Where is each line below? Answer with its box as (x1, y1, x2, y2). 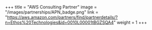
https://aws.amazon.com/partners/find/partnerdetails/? (7, 15, 118, 20)
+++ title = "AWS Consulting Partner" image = (5, 4, 97, 10)
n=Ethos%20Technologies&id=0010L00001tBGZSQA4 (5, 19, 114, 25)
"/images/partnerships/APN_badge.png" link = (5, 9, 99, 15)
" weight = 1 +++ (114, 19, 147, 25)
